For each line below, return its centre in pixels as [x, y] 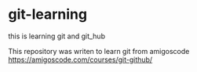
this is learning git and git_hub [57, 36]
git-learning [48, 14]
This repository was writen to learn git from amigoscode [99, 51]
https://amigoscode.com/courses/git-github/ [80, 59]
